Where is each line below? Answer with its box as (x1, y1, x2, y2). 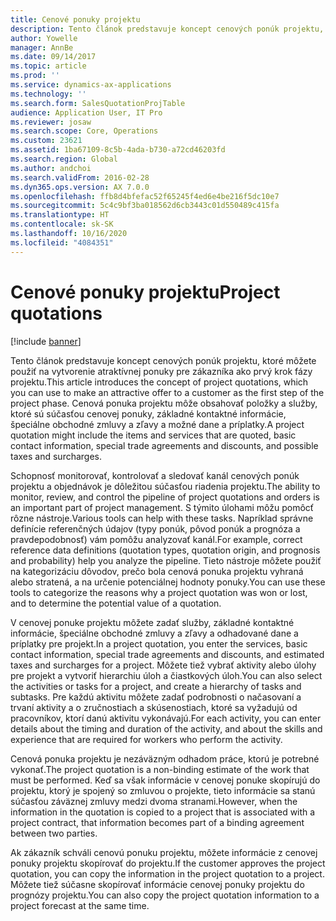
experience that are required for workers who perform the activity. (10, 733, 283, 745)
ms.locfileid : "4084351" (10, 237, 114, 248)
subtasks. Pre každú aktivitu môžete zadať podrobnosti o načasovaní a (10, 691, 302, 703)
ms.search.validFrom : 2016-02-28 (10, 172, 150, 183)
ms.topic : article (10, 61, 87, 71)
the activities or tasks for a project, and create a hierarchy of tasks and (10, 680, 302, 692)
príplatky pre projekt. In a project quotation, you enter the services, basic (10, 637, 308, 650)
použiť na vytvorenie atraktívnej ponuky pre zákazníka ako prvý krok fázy (10, 365, 313, 377)
